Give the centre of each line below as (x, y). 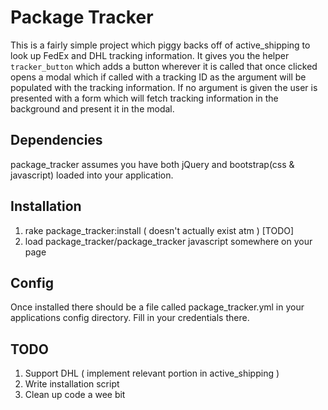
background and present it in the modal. (92, 108)
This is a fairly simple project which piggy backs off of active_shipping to (160, 45)
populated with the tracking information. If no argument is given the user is (164, 87)
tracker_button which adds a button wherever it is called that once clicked (164, 66)
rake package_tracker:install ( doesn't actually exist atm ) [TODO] (159, 230)
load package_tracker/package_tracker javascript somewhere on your (168, 241)
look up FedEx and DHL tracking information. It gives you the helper (150, 55)
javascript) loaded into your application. (92, 175)
